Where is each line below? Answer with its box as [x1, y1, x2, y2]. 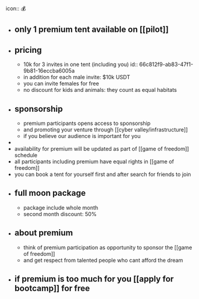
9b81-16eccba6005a [23, 67, 75, 74]
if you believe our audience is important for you [23, 133, 141, 140]
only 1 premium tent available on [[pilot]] [14, 25, 169, 35]
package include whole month [23, 204, 99, 211]
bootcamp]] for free [14, 283, 90, 294]
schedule [14, 152, 38, 159]
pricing [14, 44, 42, 55]
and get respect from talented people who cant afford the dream [23, 256, 183, 264]
